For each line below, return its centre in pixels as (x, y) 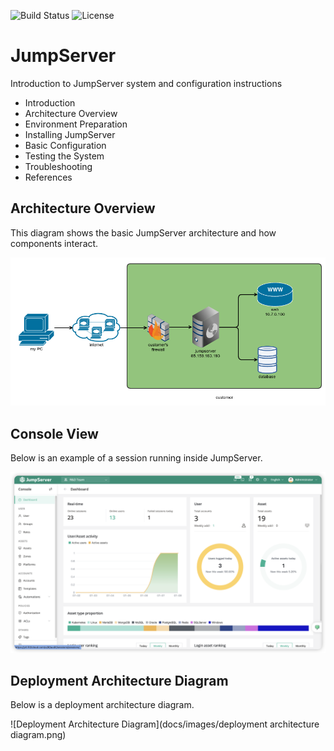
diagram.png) (38, 735)
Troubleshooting (58, 166)
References (48, 177)
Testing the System (64, 156)
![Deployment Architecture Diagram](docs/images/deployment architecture (165, 724)
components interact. (54, 243)
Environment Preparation (76, 124)
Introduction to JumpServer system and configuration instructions (146, 83)
